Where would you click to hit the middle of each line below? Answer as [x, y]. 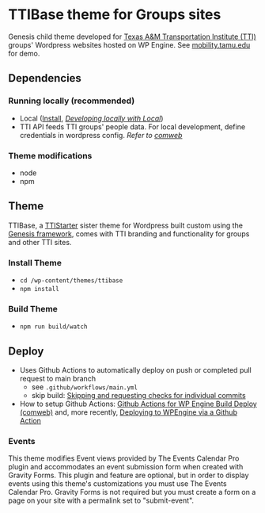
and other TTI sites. [40, 242]
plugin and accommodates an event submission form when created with [126, 467]
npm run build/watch [53, 327]
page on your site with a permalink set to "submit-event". [101, 500]
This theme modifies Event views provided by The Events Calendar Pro [124, 458]
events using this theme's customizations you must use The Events [117, 484]
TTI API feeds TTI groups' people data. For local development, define [132, 126]
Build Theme [33, 308]
